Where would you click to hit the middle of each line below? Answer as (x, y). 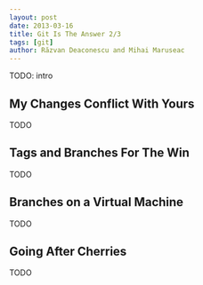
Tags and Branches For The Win (99, 153)
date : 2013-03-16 (41, 26)
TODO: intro (31, 75)
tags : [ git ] (31, 42)
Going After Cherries (68, 251)
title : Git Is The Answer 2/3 (65, 34)
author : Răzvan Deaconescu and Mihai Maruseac (97, 51)
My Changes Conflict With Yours (102, 103)
